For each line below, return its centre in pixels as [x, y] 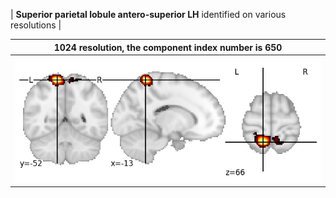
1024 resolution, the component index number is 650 [168, 47]
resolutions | [36, 25]
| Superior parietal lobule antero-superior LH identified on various [148, 14]
